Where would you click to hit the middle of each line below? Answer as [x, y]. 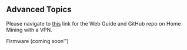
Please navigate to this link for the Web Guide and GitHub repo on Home [93, 23]
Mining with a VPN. [29, 30]
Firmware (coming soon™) [37, 41]
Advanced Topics [39, 10]
